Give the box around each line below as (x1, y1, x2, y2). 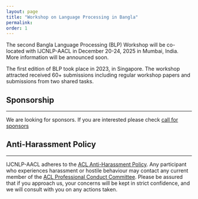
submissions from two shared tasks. (6, 78, 94, 85)
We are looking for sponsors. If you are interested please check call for (6, 116, 179, 123)
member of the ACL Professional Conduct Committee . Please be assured (6, 173, 183, 180)
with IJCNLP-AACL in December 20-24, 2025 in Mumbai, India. (25, 48, 179, 55)
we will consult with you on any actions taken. (6, 185, 118, 193)
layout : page (6, 8, 38, 15)
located (6, 48, 25, 55)
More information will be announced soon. (6, 54, 109, 61)
